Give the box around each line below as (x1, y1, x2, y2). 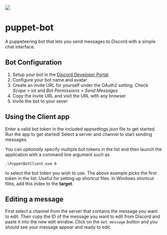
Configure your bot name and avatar (12, 76, 87, 82)
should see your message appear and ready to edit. (5, 224, 111, 230)
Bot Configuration (5, 58, 62, 67)
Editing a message (5, 195, 64, 203)
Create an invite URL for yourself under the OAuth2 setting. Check (12, 82, 149, 88)
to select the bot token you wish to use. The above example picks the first (5, 170, 157, 176)
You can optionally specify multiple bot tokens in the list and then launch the (5, 146, 162, 152)
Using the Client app (5, 112, 70, 121)
